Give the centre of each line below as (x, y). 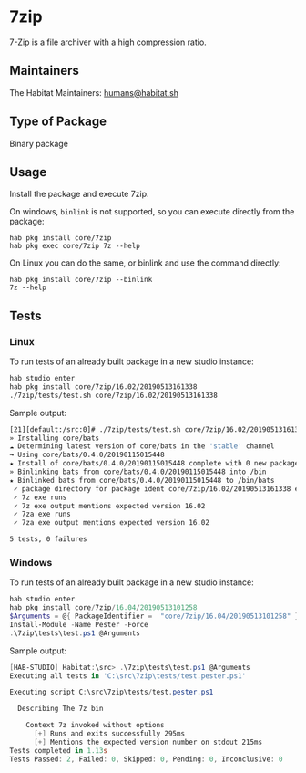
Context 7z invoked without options (96, 726)
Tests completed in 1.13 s (58, 750)
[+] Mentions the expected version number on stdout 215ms (148, 742)
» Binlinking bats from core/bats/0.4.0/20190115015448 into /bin (138, 472)
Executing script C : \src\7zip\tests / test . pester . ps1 (112, 692)
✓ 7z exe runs (40, 497)
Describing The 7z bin (61, 709)
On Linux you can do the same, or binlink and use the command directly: (145, 263)
